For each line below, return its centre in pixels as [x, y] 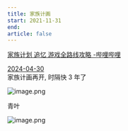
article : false [30, 34]
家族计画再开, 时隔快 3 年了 [47, 77]
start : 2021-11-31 [34, 21]
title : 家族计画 [29, 14]
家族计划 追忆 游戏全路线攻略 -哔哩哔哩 [64, 55]
